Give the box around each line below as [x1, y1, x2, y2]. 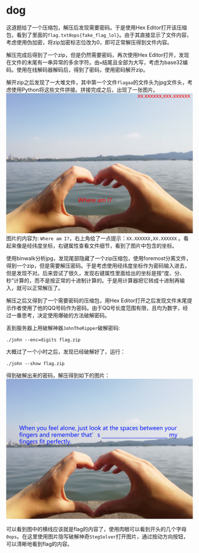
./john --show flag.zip [6, 360, 65, 366]
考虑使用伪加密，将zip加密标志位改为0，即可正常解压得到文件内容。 [6, 39, 173, 46]
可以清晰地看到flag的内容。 [6, 540, 73, 547]
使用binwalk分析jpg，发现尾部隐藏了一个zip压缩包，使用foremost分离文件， [6, 254, 191, 261]
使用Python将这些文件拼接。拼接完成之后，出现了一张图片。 [11, 86, 159, 93]
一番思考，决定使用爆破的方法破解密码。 [11, 312, 110, 319]
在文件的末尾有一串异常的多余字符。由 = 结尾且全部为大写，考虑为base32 [6, 59, 183, 66]
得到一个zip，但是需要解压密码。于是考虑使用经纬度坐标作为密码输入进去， [6, 262, 190, 269]
